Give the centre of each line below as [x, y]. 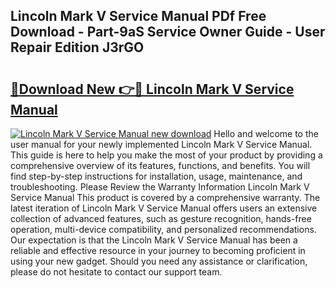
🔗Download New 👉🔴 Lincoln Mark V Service [152, 89]
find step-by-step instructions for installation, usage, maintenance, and [156, 176]
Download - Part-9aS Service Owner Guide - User [168, 32]
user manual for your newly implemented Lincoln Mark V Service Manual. [161, 144]
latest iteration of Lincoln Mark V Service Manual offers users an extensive [164, 208]
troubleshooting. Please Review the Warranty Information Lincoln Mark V [160, 187]
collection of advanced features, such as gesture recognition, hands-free [161, 218]
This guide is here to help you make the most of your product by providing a [166, 155]
